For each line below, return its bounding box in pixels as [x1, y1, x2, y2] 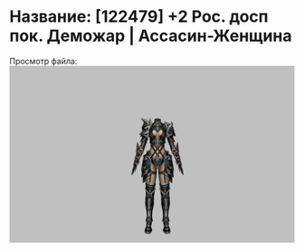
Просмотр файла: [9, 55, 78, 66]
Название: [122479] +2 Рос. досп [9, 6, 269, 27]
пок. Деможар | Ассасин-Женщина [9, 25, 292, 46]
